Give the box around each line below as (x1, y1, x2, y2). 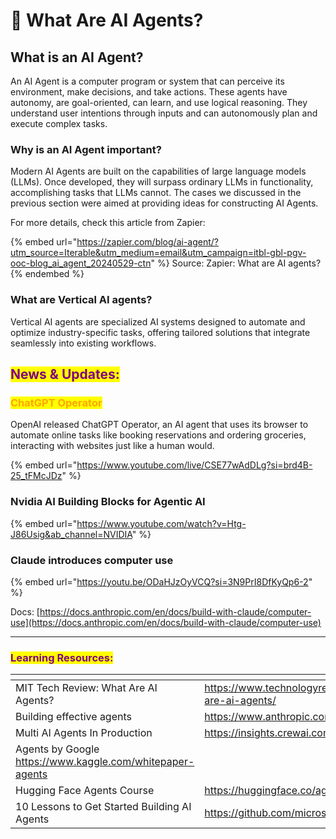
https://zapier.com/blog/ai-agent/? (76, 236, 219, 248)
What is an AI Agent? (10, 49, 144, 66)
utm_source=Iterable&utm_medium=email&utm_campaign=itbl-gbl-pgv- (10, 247, 307, 259)
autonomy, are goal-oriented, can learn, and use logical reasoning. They (10, 97, 308, 108)
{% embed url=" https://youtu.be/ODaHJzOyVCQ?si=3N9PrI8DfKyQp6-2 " (10, 575, 313, 588)
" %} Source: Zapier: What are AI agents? (150, 257, 322, 269)
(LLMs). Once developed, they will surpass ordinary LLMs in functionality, (10, 176, 314, 188)
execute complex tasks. (10, 118, 108, 129)
